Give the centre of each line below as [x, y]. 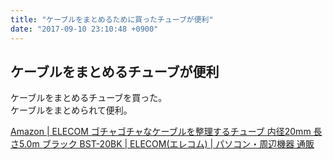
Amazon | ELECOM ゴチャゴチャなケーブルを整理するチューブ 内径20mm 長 [166, 132]
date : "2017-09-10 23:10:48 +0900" [84, 29]
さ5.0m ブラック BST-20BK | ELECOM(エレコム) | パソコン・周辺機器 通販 [162, 144]
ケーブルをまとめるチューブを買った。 [89, 98]
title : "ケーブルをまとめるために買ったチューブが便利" [112, 19]
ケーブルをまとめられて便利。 [71, 110]
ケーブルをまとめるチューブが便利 [115, 71]
